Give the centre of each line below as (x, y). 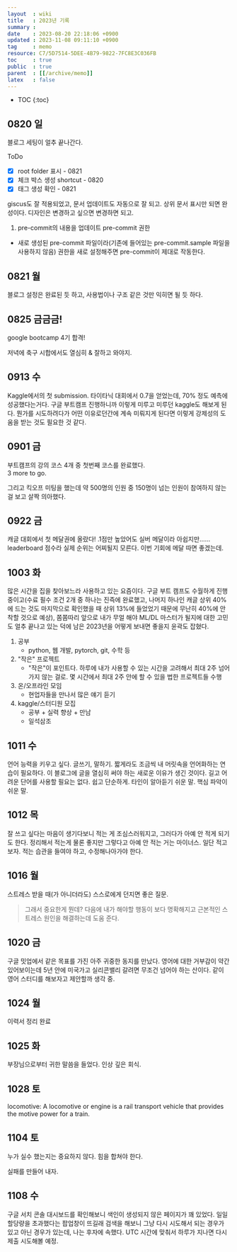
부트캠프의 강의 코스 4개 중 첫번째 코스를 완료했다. (76, 465)
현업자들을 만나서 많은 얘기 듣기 (71, 694)
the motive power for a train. (49, 1114)
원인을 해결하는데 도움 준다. (81, 918)
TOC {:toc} (33, 100)
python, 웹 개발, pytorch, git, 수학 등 (79, 650)
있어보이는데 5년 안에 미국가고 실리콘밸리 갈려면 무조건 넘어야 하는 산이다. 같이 (116, 970)
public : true (30, 67)
